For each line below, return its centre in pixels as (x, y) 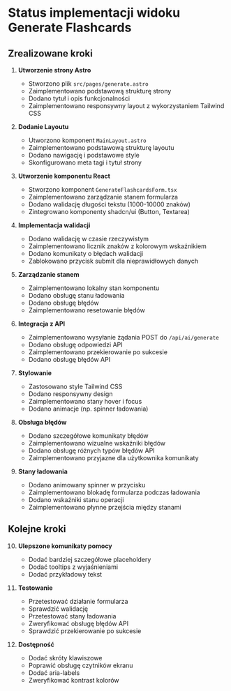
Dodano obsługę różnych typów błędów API (92, 450)
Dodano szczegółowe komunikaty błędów (88, 436)
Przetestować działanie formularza (78, 601)
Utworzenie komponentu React (64, 176)
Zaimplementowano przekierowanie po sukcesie (98, 352)
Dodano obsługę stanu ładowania (76, 295)
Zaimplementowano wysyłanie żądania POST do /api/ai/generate (124, 337)
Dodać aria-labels (54, 673)
